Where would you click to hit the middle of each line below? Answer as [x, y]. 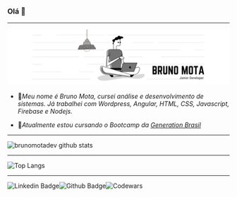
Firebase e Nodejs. [45, 112]
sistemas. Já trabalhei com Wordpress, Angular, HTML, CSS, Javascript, [123, 104]
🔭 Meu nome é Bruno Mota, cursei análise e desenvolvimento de [111, 96]
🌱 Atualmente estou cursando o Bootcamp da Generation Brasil [109, 125]
